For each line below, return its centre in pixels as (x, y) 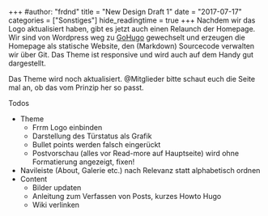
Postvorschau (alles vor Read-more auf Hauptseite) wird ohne (136, 153)
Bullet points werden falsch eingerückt (96, 144)
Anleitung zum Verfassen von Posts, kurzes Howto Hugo (127, 196)
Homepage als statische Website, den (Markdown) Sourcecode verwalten (132, 46)
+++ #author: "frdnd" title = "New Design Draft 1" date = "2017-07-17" (125, 12)
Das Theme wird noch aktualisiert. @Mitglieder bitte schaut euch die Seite (132, 79)
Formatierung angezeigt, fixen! (83, 162)
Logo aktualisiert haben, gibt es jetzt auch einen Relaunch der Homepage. (132, 29)
